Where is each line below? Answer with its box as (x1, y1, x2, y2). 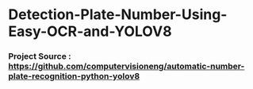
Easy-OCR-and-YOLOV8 (8, 22, 172, 41)
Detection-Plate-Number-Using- (8, 6, 228, 24)
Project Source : (8, 51, 71, 62)
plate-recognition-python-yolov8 (8, 71, 140, 82)
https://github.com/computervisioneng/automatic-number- (8, 61, 245, 72)
